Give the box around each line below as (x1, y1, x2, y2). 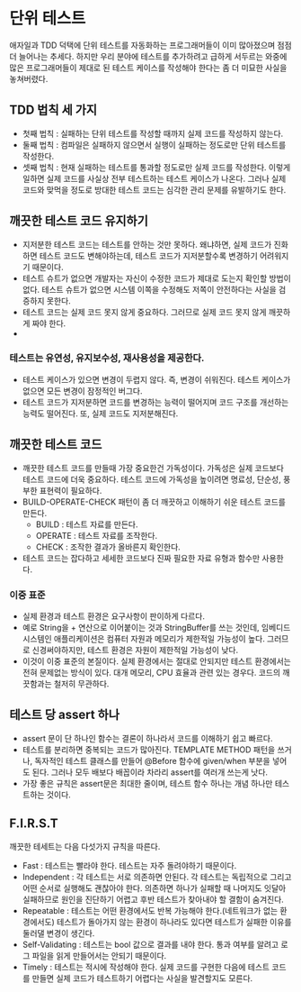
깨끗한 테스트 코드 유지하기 (9, 214, 148, 229)
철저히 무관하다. (53, 678, 110, 689)
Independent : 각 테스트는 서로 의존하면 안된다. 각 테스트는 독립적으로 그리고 (22, 871, 292, 882)
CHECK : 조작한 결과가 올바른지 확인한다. (35, 542, 181, 552)
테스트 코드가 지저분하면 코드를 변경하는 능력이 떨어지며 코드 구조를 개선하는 (22, 396, 289, 407)
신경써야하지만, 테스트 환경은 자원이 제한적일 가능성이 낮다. (31, 644, 239, 655)
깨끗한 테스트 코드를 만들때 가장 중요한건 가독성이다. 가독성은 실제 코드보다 (22, 462, 285, 473)
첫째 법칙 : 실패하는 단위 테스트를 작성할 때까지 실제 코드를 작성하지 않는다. (22, 128, 284, 139)
